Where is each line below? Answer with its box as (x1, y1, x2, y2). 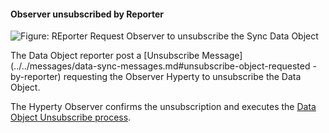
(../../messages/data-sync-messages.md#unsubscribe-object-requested (10, 60, 311, 72)
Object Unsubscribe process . (10, 111, 132, 124)
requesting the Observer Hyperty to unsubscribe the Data (63, 71, 302, 83)
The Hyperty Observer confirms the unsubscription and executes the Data (10, 101, 317, 113)
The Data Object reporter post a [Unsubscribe (10, 50, 200, 62)
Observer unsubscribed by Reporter (10, 8, 165, 20)
